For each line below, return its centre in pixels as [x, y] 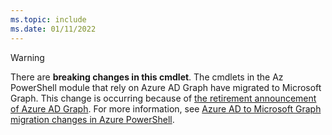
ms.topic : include [48, 19]
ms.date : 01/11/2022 [53, 29]
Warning [27, 57]
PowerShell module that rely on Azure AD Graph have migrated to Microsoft [166, 87]
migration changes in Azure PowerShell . [92, 119]
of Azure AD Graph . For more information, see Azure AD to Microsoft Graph [166, 108]
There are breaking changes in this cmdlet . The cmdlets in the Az [147, 77]
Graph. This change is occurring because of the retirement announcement [163, 98]
